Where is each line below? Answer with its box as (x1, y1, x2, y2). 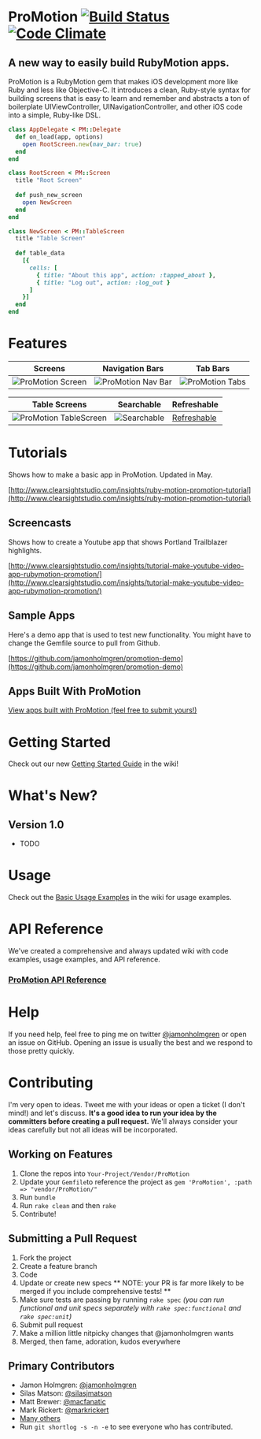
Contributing (8, 1074, 94, 1091)
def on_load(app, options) (15, 132, 104, 141)
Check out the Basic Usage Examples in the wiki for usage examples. (8, 893, 232, 902)
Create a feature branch (19, 1261, 97, 1270)
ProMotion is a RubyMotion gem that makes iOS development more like (8, 77, 238, 86)
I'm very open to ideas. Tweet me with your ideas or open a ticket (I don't (8, 1099, 245, 1109)
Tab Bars (195, 363, 230, 374)
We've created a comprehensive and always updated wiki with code (8, 946, 229, 956)
